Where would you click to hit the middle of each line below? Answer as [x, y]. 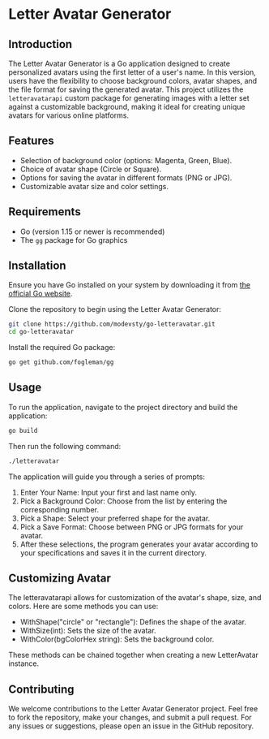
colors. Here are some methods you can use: [83, 607]
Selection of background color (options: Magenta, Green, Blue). [126, 160]
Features [31, 141]
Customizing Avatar [60, 579]
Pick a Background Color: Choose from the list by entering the [124, 501]
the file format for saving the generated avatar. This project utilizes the [126, 89]
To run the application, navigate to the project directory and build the [123, 407]
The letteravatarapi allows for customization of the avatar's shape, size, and [135, 598]
